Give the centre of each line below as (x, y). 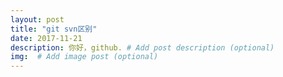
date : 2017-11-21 (46, 38)
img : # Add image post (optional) (84, 57)
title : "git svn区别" (54, 29)
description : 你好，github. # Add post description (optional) (142, 47)
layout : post (37, 19)
